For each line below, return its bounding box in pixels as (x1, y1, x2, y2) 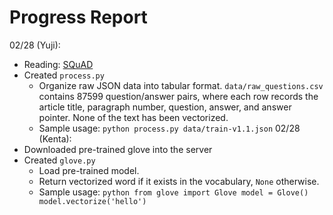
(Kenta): (38, 132, 72, 145)
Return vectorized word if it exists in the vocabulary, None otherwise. (38, 175, 320, 187)
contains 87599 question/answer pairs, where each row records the (38, 90, 319, 102)
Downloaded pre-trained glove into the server (23, 143, 213, 155)
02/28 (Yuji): (9, 39, 61, 51)
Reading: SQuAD (23, 58, 94, 70)
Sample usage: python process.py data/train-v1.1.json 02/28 (38, 122, 301, 134)
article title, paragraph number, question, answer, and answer (38, 101, 292, 113)
